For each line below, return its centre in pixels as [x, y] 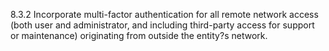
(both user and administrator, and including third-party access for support [162, 25]
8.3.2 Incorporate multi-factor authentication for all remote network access [164, 14]
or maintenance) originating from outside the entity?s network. [139, 35]
